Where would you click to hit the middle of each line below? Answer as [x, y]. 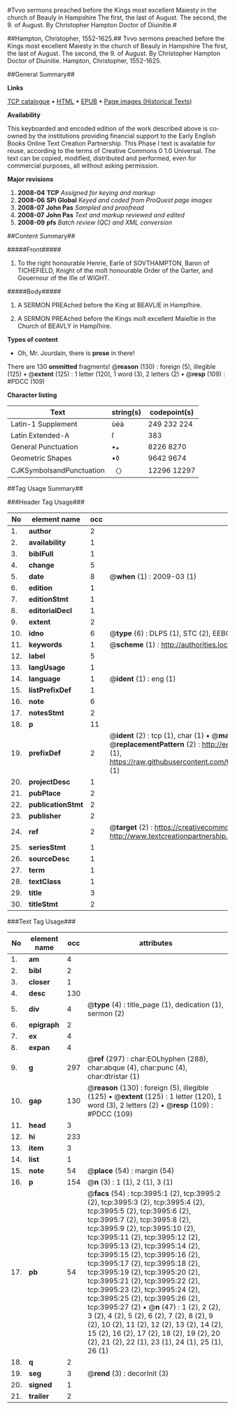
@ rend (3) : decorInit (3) [128, 1373]
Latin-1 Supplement [44, 424]
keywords [46, 645]
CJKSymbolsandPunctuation [58, 470]
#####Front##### [34, 250]
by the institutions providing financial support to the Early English [122, 136]
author [40, 531]
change [42, 565]
